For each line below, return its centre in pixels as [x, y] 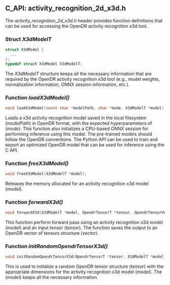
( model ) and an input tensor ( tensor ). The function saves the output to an [81, 228]
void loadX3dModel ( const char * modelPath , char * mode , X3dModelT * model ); [86, 108]
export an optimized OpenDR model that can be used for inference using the [85, 145]
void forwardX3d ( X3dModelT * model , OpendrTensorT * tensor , [69, 213]
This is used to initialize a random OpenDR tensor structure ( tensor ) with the [84, 267]
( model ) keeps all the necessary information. [52, 277]
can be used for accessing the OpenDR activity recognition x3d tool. [76, 26]
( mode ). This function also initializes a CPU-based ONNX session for [77, 129]
